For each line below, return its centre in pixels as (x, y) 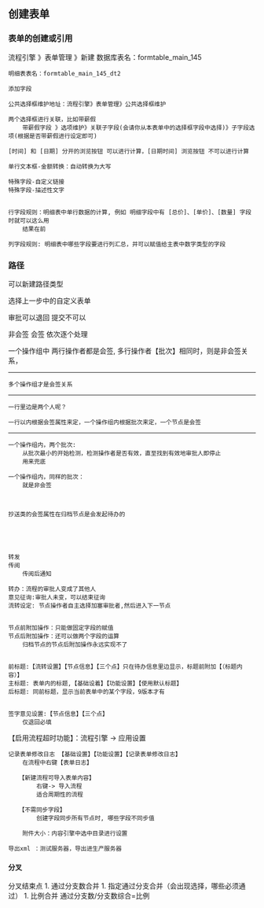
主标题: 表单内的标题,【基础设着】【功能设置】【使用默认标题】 (95, 683)
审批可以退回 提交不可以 (47, 317)
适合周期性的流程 (60, 794)
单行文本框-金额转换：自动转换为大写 (60, 166)
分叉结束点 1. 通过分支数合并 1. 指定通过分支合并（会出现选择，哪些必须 (124, 886)
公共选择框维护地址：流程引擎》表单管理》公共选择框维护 (87, 104)
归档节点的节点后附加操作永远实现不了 (75, 644)
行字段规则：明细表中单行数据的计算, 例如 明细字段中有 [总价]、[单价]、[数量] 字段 (130, 212)
